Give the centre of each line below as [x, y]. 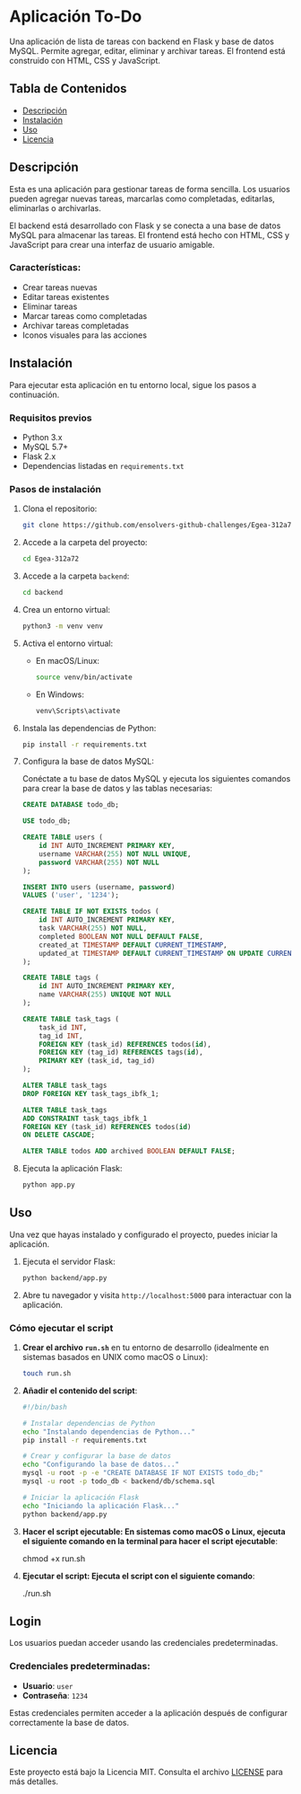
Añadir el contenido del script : [80, 1391]
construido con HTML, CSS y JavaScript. [85, 60]
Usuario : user [47, 1685]
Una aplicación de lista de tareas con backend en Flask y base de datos [142, 41]
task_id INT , [63, 1027]
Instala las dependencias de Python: [89, 728]
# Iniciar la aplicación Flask [81, 1498]
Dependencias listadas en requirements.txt [103, 465]
